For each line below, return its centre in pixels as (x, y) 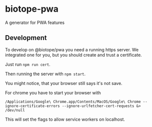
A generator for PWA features (35, 22)
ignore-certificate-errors (33, 106)
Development (26, 38)
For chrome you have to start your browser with (53, 93)
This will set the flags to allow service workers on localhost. (65, 119)
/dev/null (15, 110)
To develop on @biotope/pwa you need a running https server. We (72, 49)
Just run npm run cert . (28, 64)
